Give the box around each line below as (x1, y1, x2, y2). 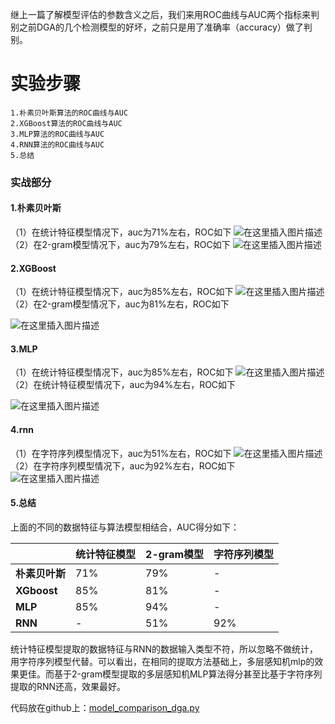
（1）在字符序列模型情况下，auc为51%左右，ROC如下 (10, 447, 232, 459)
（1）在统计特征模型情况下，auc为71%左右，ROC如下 (10, 226, 232, 238)
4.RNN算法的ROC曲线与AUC (10, 139, 105, 150)
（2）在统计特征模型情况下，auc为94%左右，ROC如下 (10, 379, 237, 391)
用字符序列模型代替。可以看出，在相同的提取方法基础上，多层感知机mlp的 (10, 655, 315, 667)
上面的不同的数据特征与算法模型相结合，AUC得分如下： (10, 521, 240, 533)
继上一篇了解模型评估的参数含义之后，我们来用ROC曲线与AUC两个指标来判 (10, 9, 320, 20)
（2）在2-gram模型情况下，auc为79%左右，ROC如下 (10, 239, 231, 251)
